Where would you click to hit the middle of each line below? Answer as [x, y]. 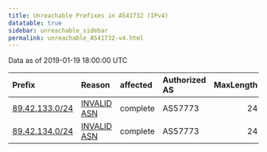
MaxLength [236, 85]
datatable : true [35, 23]
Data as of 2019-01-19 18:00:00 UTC [68, 60]
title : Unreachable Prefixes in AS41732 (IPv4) [89, 16]
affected [136, 85]
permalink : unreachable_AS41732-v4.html [76, 38]
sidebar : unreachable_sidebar [58, 30]
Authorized [184, 80]
